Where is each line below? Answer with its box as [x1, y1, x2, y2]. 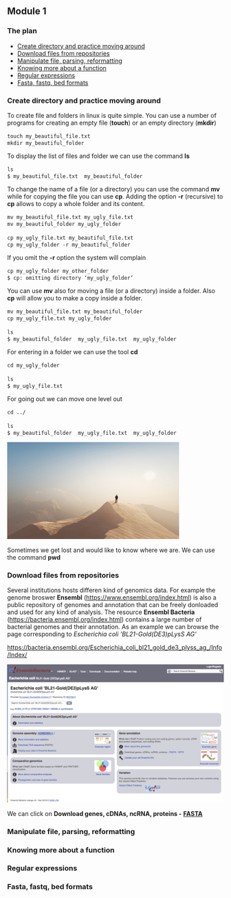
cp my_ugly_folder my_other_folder [7, 267, 109, 274]
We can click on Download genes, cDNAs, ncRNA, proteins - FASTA [7, 809, 203, 817]
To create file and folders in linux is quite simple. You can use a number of [7, 111, 217, 119]
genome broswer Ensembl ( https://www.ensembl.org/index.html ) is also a [7, 593, 217, 602]
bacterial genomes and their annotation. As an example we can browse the [7, 623, 219, 631]
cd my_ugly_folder [7, 362, 60, 369]
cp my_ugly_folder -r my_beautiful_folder [7, 241, 131, 248]
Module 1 [7, 6, 47, 17]
